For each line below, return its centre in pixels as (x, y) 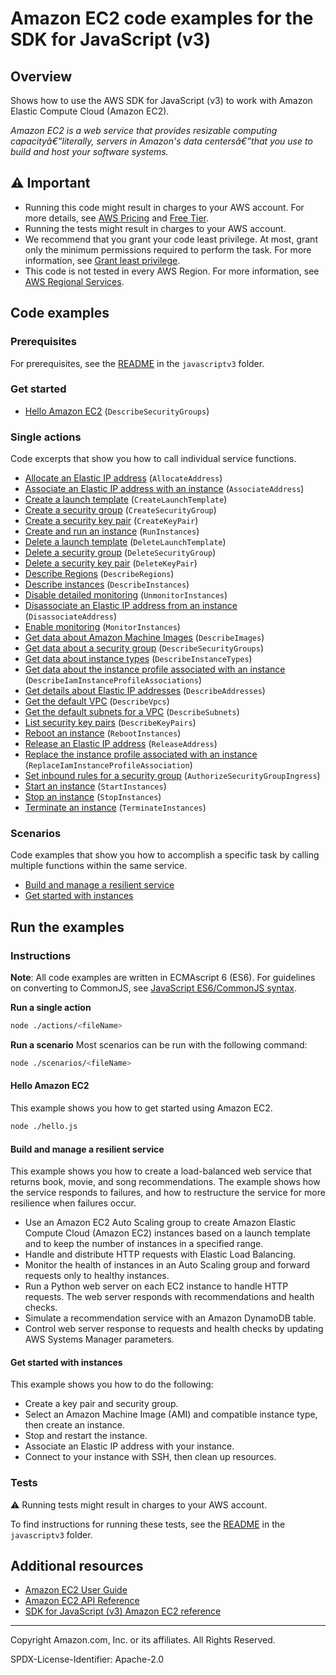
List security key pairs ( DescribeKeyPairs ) (110, 723)
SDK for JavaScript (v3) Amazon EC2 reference (123, 1611)
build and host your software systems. (89, 151)
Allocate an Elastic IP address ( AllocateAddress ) (123, 478)
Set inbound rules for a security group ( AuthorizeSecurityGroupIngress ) (172, 776)
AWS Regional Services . (74, 281)
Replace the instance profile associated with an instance (141, 754)
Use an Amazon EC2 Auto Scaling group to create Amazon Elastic (160, 1223)
